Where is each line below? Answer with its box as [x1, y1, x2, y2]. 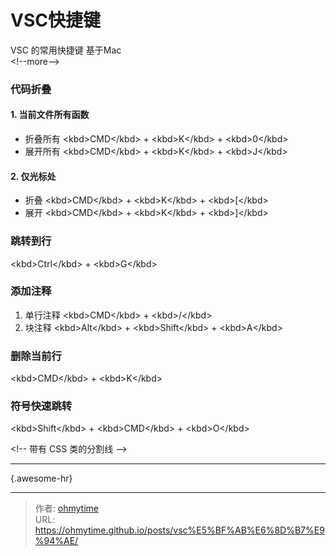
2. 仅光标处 [10, 170, 57, 182]
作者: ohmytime [34, 502, 99, 515]
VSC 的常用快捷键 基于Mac [10, 44, 122, 56]
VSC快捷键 [10, 9, 101, 32]
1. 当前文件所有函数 [10, 109, 90, 121]
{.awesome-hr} [10, 472, 73, 485]
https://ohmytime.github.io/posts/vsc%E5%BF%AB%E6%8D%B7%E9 [34, 524, 325, 536]
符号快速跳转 [10, 399, 73, 413]
